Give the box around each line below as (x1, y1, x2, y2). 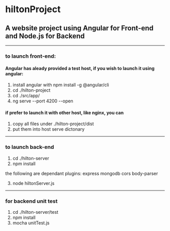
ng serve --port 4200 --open (12, 98, 73, 104)
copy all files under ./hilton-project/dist (12, 121, 94, 127)
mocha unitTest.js (12, 219, 50, 226)
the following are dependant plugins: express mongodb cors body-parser (5, 170, 158, 176)
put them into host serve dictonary (12, 126, 85, 132)
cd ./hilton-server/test (12, 209, 59, 215)
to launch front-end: (5, 52, 56, 59)
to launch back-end (5, 143, 54, 150)
